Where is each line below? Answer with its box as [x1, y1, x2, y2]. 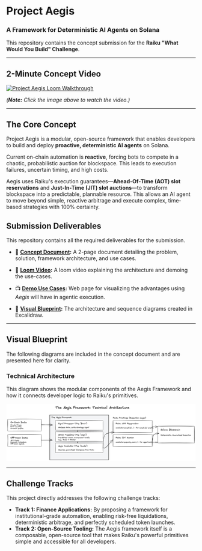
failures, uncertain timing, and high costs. [6, 166, 109, 174]
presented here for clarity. [6, 356, 71, 364]
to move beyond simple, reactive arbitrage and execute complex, [6, 197, 167, 204]
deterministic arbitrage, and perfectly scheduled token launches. [14, 519, 176, 526]
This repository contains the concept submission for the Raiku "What [6, 39, 179, 46]
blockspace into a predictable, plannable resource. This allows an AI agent [6, 190, 191, 198]
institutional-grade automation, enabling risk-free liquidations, [14, 513, 168, 520]
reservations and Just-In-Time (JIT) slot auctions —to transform [6, 184, 168, 192]
